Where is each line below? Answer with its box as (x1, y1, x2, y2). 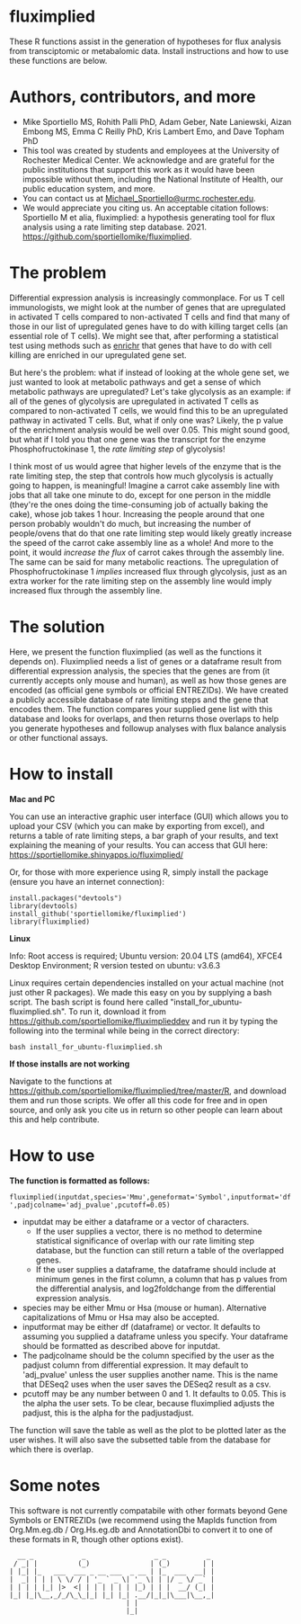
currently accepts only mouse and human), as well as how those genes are (9, 674, 288, 685)
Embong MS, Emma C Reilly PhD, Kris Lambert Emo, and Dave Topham (22, 126, 285, 137)
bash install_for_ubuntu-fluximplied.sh (9, 1042, 164, 1051)
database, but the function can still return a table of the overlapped (35, 1245, 285, 1255)
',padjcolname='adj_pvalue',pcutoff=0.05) (9, 1200, 171, 1209)
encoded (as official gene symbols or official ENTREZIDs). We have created (9, 684, 289, 695)
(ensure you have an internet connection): (9, 876, 164, 887)
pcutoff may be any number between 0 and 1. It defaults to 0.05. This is (22, 1388, 287, 1399)
